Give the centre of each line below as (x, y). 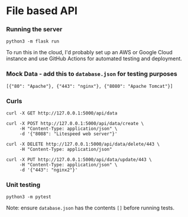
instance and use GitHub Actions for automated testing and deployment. (94, 59)
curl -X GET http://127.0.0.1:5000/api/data (62, 113)
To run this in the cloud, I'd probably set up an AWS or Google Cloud (89, 52)
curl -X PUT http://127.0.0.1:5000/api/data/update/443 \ (79, 160)
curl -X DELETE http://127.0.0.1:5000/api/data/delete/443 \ (83, 144)
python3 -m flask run (33, 42)
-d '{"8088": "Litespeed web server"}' (68, 134)
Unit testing (23, 185)
